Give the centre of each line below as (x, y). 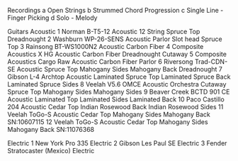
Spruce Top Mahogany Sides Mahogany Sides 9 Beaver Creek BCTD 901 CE (119, 92)
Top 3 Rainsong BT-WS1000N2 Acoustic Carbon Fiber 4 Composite (106, 46)
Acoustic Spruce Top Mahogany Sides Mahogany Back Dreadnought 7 (120, 69)
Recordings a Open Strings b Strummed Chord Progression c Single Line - (115, 10)
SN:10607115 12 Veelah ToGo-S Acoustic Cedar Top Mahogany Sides (108, 122)
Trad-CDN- (211, 62)
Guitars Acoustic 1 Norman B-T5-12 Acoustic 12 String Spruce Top (104, 32)
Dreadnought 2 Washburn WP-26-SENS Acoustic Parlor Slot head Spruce (115, 39)
